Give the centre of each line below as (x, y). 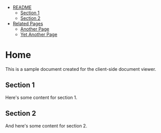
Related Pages (28, 23)
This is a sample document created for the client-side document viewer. (81, 69)
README (22, 7)
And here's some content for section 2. (46, 126)
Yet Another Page (39, 34)
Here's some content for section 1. (41, 97)
